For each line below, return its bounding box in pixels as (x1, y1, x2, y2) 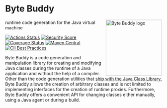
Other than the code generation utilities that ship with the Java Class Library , (5, 76, 162, 82)
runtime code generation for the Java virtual (5, 19, 95, 25)
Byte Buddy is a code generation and (5, 54, 81, 60)
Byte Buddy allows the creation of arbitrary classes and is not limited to (5, 81, 151, 87)
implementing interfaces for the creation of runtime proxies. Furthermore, (5, 86, 156, 92)
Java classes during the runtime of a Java (5, 65, 91, 71)
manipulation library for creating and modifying (5, 60, 102, 66)
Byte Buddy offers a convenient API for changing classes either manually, (5, 92, 156, 98)
